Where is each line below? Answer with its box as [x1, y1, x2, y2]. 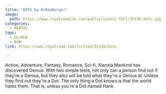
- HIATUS [9, 26, 28, 31]
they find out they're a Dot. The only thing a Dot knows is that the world [5, 78, 152, 84]
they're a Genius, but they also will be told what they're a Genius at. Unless [5, 72, 159, 78]
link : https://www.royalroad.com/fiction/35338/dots [5, 44, 117, 49]
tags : [5, 30, 16, 35]
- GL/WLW [9, 35, 28, 40]
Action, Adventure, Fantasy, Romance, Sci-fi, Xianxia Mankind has [5, 62, 141, 68]
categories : [5, 21, 30, 26]
